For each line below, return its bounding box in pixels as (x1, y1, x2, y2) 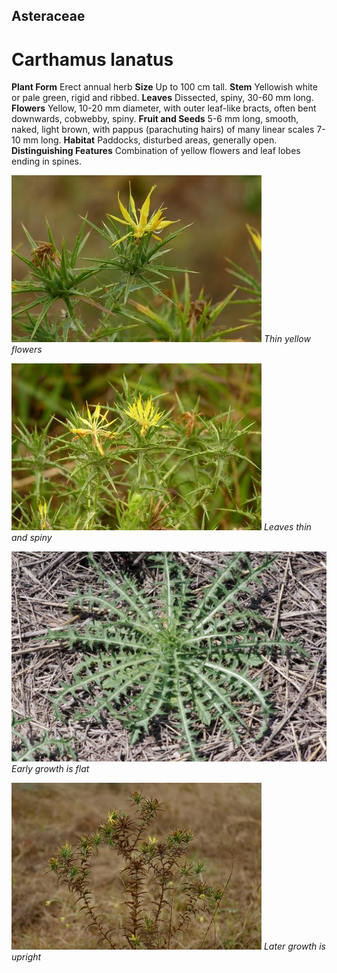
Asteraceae (11, 8, 86, 25)
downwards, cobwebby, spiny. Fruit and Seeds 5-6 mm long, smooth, (11, 113, 299, 125)
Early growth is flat (11, 763, 90, 774)
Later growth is (263, 940, 327, 952)
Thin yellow (263, 333, 311, 345)
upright (11, 951, 42, 963)
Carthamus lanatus (11, 48, 174, 71)
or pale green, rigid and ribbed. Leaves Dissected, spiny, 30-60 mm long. (11, 92, 314, 104)
